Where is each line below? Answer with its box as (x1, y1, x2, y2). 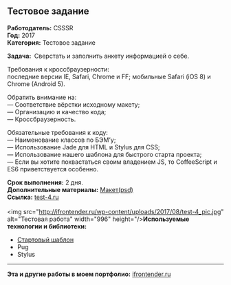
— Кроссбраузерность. (7, 115, 76, 123)
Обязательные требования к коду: (7, 128, 109, 136)
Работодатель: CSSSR (7, 23, 74, 32)
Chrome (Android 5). (7, 79, 65, 88)
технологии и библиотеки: (7, 222, 87, 230)
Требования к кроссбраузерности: (7, 65, 110, 73)
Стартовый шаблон (16, 235, 74, 244)
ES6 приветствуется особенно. (7, 165, 99, 173)
